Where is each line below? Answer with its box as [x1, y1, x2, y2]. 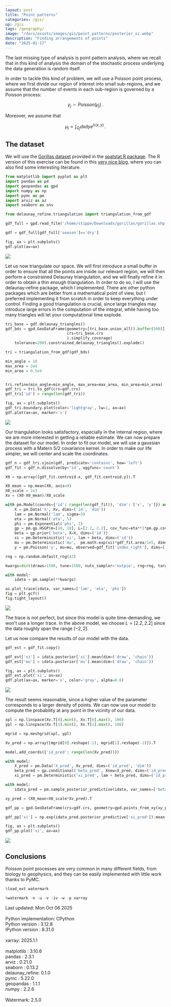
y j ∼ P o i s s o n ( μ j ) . [68, 101, 103, 109]
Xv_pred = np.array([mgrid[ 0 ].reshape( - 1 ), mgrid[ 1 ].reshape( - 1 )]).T [5, 740, 156, 746]
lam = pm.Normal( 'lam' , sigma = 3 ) [14, 512, 85, 517]
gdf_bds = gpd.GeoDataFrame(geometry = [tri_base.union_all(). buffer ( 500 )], [5, 326, 167, 331]
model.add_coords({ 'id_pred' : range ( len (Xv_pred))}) [5, 750, 120, 755]
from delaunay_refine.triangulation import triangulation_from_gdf [5, 212, 152, 217]
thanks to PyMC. [5, 876, 40, 882]
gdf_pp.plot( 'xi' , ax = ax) [5, 829, 60, 834]
